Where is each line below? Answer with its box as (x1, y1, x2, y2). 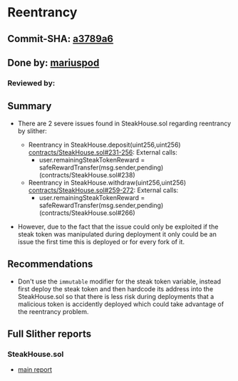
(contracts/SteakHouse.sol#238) (38, 170, 135, 179)
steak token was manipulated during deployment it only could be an (17, 229, 217, 239)
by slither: (17, 126, 48, 135)
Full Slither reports (7, 328, 91, 340)
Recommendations (7, 258, 93, 271)
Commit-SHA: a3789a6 (7, 33, 114, 45)
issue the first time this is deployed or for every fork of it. (17, 237, 185, 246)
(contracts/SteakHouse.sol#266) (38, 208, 135, 217)
